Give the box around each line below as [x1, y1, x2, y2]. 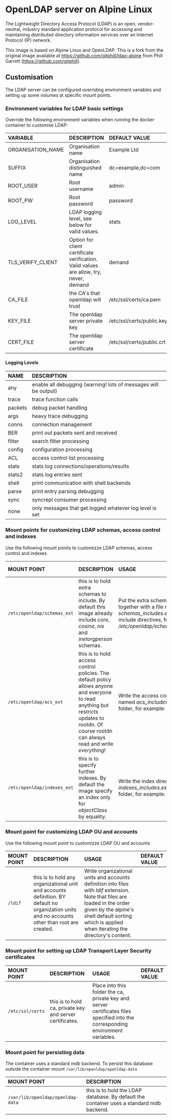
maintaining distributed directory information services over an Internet [5, 31, 154, 38]
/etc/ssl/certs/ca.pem [109, 296, 161, 303]
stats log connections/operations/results [32, 463, 130, 470]
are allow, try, [69, 269, 102, 276]
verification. [69, 256, 98, 263]
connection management [32, 421, 92, 428]
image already [78, 609, 113, 617]
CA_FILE [8, 296, 28, 303]
